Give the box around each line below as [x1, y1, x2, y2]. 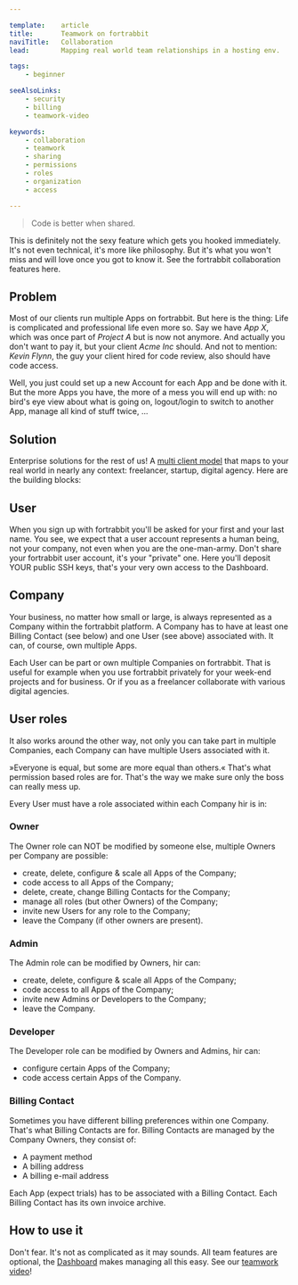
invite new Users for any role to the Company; [21, 905, 191, 916]
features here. [9, 263, 60, 274]
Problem [9, 289, 58, 304]
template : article [9, 21, 90, 29]
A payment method [21, 1151, 93, 1162]
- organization [25, 177, 82, 186]
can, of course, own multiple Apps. [9, 640, 138, 651]
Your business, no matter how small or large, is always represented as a [9, 611, 273, 622]
